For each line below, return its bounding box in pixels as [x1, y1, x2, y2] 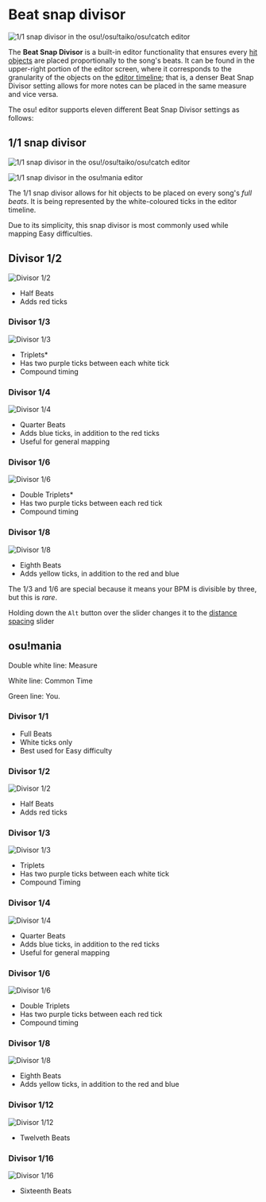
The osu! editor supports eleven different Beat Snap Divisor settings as [8, 105, 240, 114]
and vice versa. [8, 89, 59, 98]
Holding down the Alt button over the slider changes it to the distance [8, 607, 237, 617]
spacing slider [8, 616, 55, 626]
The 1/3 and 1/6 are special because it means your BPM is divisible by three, [8, 584, 257, 593]
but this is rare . [8, 592, 58, 602]
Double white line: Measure [8, 661, 98, 670]
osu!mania [8, 639, 62, 653]
